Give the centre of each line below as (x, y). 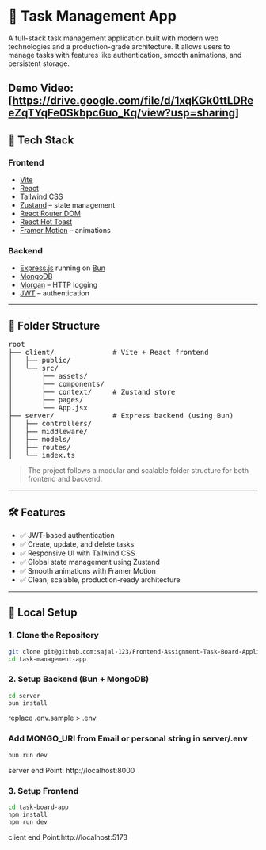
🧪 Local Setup (43, 613)
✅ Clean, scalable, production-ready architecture (100, 579)
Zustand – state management (67, 205)
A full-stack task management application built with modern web (114, 38)
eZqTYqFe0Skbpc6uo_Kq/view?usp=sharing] (124, 113)
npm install (28, 814)
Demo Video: (41, 88)
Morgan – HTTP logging (59, 285)
